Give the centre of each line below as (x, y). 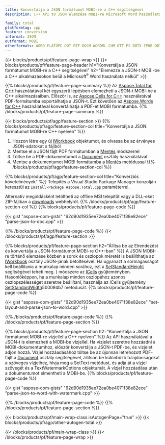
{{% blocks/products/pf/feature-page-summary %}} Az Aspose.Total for (79, 86)
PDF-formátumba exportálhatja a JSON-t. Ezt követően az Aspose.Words (79, 101)
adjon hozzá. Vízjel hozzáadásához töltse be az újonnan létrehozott (73, 352)
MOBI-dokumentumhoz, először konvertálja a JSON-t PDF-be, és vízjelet (79, 347)
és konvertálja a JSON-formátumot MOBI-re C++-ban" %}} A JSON (73, 251)
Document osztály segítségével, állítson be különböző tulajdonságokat (89, 358)
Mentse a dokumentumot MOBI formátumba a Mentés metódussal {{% (83, 162)
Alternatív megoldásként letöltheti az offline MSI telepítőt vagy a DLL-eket (80, 197)
